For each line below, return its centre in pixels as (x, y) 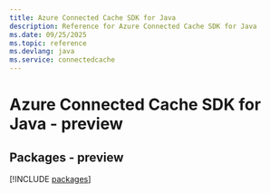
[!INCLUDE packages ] (50, 179)
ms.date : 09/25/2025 (48, 34)
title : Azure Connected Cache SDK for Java (93, 18)
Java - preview (67, 124)
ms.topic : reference (48, 43)
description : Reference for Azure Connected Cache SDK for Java (133, 26)
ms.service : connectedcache (63, 60)
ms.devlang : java (42, 52)
